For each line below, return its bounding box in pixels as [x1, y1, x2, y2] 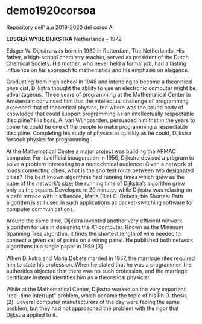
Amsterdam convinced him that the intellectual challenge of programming [6, 97, 189, 105]
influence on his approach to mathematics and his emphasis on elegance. [6, 66, 189, 73]
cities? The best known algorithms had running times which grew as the [6, 173, 185, 180]
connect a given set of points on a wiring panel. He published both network [6, 236, 194, 244]
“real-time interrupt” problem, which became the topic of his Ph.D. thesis [6, 291, 187, 299]
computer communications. [6, 205, 75, 212]
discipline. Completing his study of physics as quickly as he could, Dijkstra [6, 129, 192, 137]
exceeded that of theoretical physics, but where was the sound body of [6, 103, 184, 111]
